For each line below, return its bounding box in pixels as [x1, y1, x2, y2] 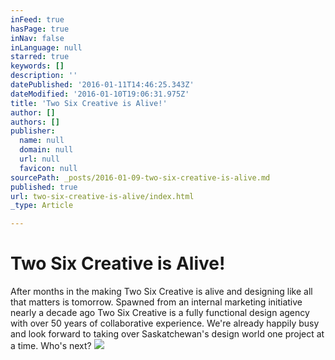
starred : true [10, 52, 70, 62]
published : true [10, 182, 78, 192]
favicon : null [19, 163, 78, 173]
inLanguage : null [10, 42, 83, 53]
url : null [19, 154, 60, 164]
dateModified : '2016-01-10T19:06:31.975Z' [10, 89, 190, 99]
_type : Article [10, 201, 74, 211]
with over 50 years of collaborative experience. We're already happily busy [10, 317, 320, 330]
